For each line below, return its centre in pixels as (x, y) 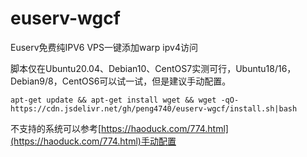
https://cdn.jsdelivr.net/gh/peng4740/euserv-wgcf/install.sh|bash (154, 108)
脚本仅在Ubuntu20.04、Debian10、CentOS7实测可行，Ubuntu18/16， (153, 68)
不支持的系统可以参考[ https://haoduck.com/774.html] (119, 128)
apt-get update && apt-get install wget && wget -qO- (125, 100)
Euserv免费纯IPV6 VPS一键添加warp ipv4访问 (104, 47)
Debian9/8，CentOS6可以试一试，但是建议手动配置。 (121, 81)
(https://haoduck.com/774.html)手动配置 (93, 141)
